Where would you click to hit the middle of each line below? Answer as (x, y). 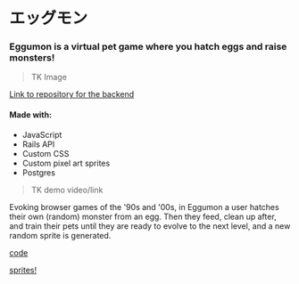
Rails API (38, 144)
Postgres (39, 172)
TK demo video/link (67, 190)
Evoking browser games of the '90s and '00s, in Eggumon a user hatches (144, 207)
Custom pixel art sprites (66, 163)
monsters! (32, 58)
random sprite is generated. (60, 235)
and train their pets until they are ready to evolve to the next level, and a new (150, 226)
